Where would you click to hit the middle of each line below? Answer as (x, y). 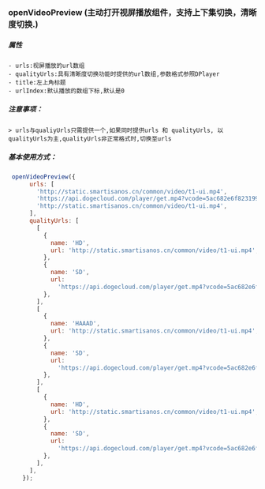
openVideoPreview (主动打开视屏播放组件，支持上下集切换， (125, 12)
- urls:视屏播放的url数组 (47, 66)
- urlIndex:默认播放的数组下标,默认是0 (66, 91)
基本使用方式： (32, 157)
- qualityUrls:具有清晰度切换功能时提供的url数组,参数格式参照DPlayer (114, 74)
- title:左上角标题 (37, 82)
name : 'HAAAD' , (75, 324)
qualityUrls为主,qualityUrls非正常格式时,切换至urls (90, 139)
